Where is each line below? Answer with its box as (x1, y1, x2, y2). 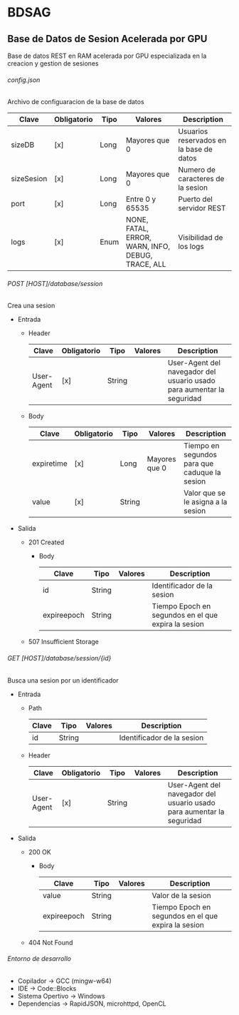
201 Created (28, 538, 65, 546)
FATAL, (125, 224, 149, 234)
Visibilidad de (177, 233, 223, 243)
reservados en (177, 136, 226, 146)
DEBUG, (125, 250, 153, 260)
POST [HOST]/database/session (7, 279, 103, 287)
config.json (7, 76, 41, 84)
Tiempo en (184, 441, 220, 451)
